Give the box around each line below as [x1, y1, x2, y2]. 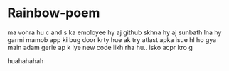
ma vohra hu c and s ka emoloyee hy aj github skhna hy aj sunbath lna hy [7, 28, 222, 37]
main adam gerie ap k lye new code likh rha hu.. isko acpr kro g [7, 43, 193, 51]
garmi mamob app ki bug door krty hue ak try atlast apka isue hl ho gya [7, 35, 217, 44]
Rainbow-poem [7, 5, 100, 21]
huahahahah [7, 56, 44, 65]
